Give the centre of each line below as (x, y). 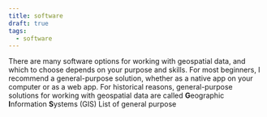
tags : (17, 31)
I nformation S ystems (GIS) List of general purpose (93, 104)
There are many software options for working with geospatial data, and (127, 61)
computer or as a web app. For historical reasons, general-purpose (121, 87)
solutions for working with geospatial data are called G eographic (116, 96)
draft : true (28, 23)
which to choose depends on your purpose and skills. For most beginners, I (135, 70)
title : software (36, 16)
